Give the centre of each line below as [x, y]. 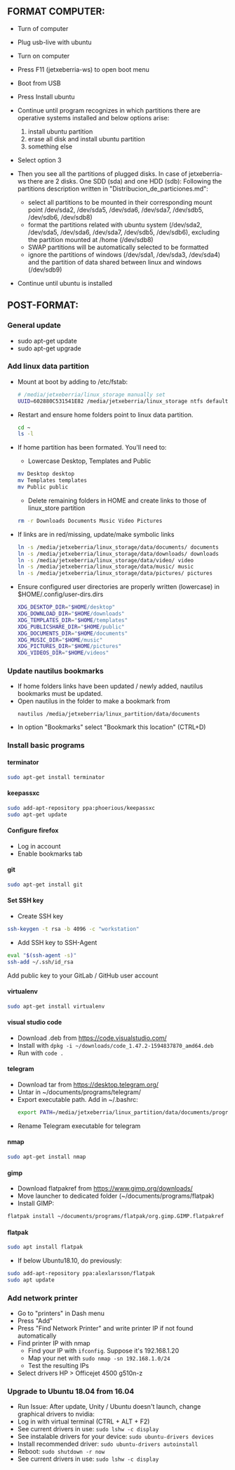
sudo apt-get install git [45, 885]
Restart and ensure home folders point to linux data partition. [105, 414]
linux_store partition [56, 508]
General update [34, 325]
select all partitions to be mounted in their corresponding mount [120, 202]
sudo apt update [31, 1280]
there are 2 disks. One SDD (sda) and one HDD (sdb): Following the [125, 181]
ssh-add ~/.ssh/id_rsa [40, 962]
